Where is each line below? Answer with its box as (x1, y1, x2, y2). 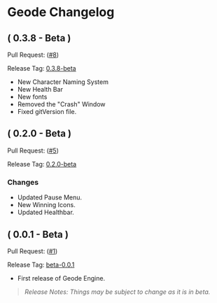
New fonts (17, 92, 48, 101)
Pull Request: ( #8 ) (7, 50, 59, 59)
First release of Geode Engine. (17, 274, 106, 282)
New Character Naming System (17, 78, 108, 86)
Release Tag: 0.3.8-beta (7, 64, 76, 72)
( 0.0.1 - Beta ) (7, 228, 69, 240)
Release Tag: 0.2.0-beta (7, 160, 77, 168)
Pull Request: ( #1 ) (7, 246, 58, 255)
